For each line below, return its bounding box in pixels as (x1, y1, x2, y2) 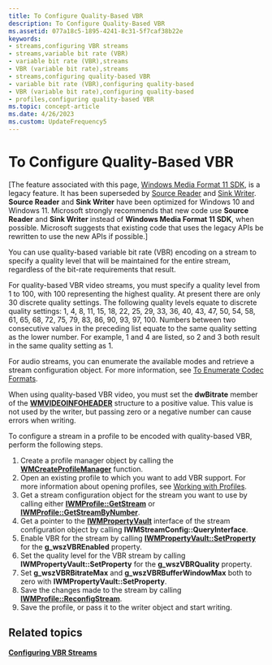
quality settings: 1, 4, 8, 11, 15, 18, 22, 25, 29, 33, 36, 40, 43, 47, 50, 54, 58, (8, 306, 256, 315)
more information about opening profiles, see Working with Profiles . (19, 481, 248, 491)
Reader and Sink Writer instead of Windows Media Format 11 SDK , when (8, 214, 254, 224)
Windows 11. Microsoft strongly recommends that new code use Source (8, 205, 249, 215)
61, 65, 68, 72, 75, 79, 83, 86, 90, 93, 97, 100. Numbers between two (8, 315, 236, 324)
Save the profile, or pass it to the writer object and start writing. (19, 602, 233, 612)
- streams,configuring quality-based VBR (8, 72, 151, 80)
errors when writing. (8, 415, 76, 425)
